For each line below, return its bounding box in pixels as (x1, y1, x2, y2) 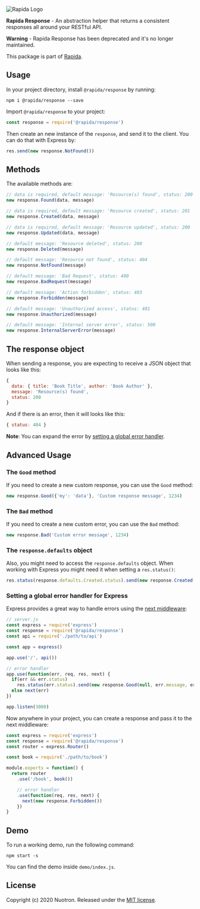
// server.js (6, 617, 39, 623)
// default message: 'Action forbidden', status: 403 (6, 289, 143, 295)
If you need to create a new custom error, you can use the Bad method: (6, 521, 180, 528)
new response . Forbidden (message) (6, 295, 89, 301)
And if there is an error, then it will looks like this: (6, 411, 126, 418)
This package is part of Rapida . (6, 53, 83, 60)
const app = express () (6, 644, 62, 650)
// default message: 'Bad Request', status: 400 (6, 273, 129, 279)
